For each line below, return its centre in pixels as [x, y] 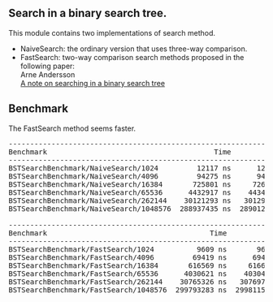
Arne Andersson [48, 74]
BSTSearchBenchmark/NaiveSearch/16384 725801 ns [120, 184]
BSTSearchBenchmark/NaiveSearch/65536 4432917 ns [120, 192]
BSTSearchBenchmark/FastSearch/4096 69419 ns [118, 257]
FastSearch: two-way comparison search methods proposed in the [132, 57]
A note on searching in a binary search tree [92, 83]
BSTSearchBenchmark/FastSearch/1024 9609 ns [118, 249]
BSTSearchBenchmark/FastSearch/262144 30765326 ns [118, 282]
